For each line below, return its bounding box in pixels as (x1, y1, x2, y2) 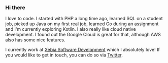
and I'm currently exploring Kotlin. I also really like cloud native (5, 26, 136, 32)
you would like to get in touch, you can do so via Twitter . (5, 52, 123, 58)
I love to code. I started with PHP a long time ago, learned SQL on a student (5, 16, 163, 22)
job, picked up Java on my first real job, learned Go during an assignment (5, 21, 159, 27)
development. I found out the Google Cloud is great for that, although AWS (5, 32, 161, 38)
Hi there (5, 4, 25, 11)
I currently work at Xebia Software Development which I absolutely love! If (5, 47, 160, 53)
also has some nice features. (5, 37, 65, 43)
